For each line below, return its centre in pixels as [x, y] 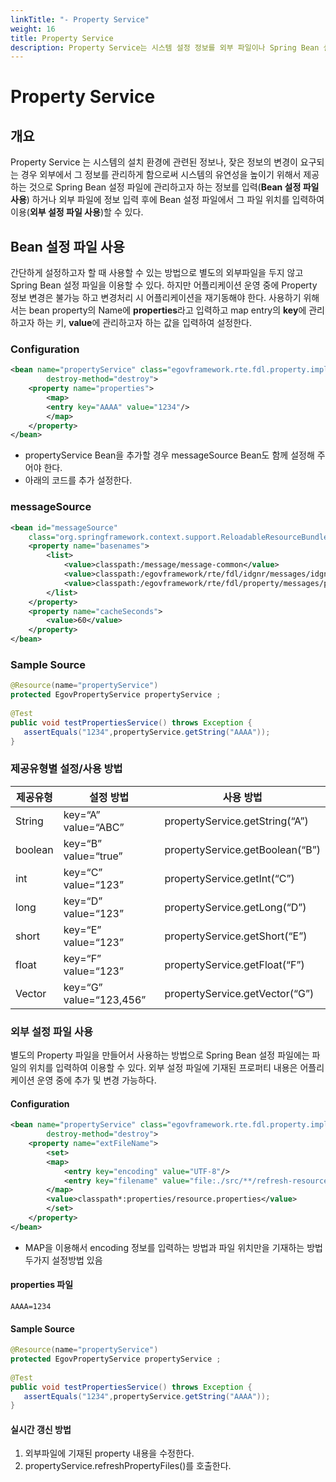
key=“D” [83, 901]
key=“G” [83, 987]
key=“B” [83, 843]
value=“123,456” [105, 999]
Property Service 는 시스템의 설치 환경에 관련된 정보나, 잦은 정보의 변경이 [154, 162]
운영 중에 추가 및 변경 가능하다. [96, 1080]
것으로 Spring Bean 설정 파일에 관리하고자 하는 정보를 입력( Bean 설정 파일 [174, 187]
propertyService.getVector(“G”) [239, 993]
